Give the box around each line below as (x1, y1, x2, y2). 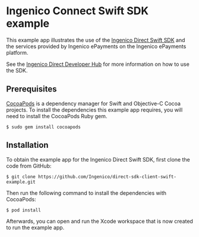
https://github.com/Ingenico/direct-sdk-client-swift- (37, 173, 177, 179)
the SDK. (6, 67, 28, 74)
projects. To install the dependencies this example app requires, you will (6, 106, 183, 113)
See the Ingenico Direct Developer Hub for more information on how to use (6, 61, 190, 68)
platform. (6, 49, 29, 56)
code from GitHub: (6, 162, 52, 169)
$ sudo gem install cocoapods (6, 124, 81, 130)
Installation (6, 140, 49, 150)
